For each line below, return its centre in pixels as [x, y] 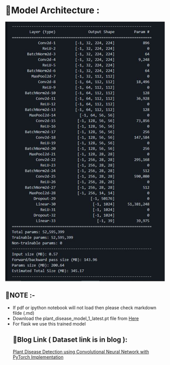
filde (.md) [23, 313]
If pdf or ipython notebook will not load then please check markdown [84, 307]
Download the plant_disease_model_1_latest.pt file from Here [76, 318]
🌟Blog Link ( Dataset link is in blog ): [70, 339]
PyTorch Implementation [38, 357]
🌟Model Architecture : [52, 10]
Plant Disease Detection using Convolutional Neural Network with [81, 352]
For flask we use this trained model [49, 323]
